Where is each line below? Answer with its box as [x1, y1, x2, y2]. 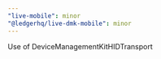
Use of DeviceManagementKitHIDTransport [7, 41, 154, 51]
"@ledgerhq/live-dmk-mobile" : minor [7, 19, 132, 27]
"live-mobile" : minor [7, 11, 81, 20]
